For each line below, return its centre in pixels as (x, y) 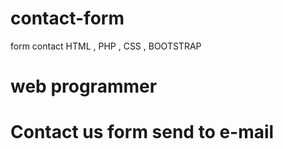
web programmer (84, 86)
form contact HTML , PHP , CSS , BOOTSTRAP (106, 46)
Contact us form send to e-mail (142, 132)
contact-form (67, 18)
